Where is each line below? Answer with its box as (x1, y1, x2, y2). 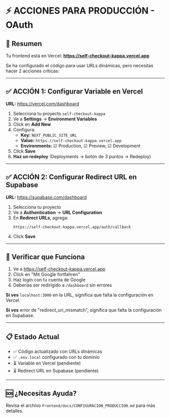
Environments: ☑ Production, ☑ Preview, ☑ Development (20, 143, 141, 149)
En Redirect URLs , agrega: (13, 214, 69, 221)
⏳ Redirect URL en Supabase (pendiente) (13, 368, 99, 374)
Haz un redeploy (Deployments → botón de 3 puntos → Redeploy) (13, 153, 151, 159)
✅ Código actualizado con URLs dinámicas (13, 348, 102, 355)
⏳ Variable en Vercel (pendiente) (13, 360, 81, 366)
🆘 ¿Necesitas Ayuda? (6, 389, 77, 398)
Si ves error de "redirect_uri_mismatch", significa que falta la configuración (6, 307, 162, 313)
